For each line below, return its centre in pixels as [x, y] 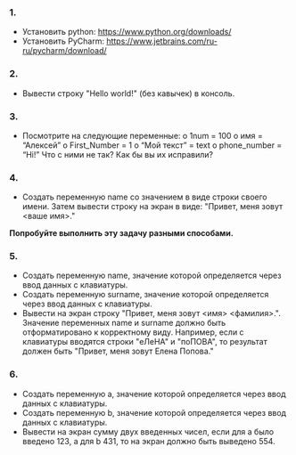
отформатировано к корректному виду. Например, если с [133, 332]
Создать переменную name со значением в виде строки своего [144, 197]
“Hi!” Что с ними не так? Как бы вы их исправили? [118, 154]
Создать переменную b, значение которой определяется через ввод [154, 412]
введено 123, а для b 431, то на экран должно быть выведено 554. [148, 441]
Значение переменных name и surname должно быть [124, 323]
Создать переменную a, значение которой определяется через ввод [154, 394]
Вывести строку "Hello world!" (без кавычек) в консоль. [128, 93]
